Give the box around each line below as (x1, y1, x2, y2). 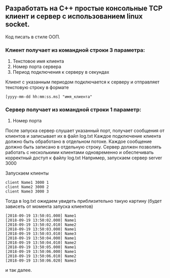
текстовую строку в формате (5, 84, 69, 91)
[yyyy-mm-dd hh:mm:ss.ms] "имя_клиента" (5, 94, 93, 99)
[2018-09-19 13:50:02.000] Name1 (5, 218, 77, 223)
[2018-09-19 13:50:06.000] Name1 (5, 249, 77, 254)
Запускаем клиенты (5, 170, 49, 176)
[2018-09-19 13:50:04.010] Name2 (5, 240, 77, 245)
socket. (5, 20, 30, 29)
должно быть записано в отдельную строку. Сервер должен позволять (5, 144, 162, 150)
